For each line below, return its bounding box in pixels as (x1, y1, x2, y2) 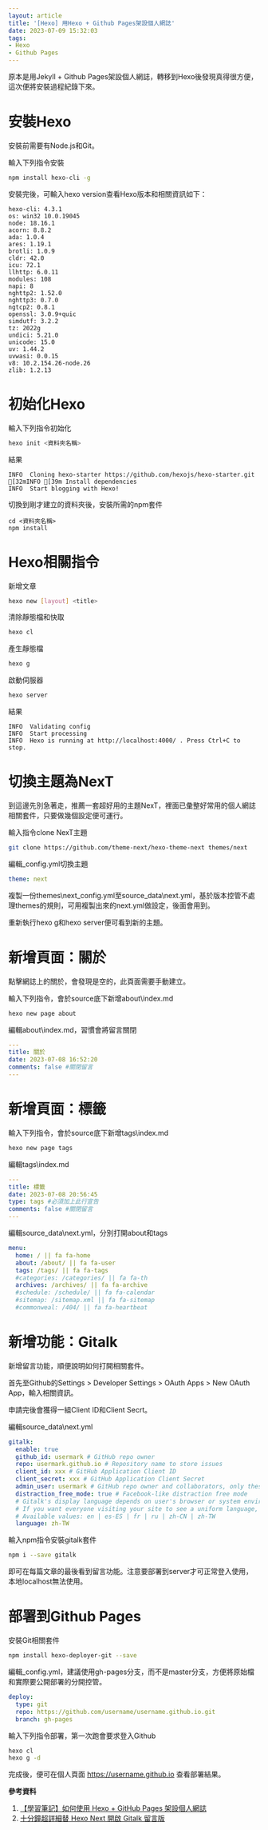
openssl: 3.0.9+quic (8, 310, 77, 318)
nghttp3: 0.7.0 (8, 296, 59, 304)
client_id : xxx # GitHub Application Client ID (15, 1468, 177, 1476)
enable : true (15, 1445, 59, 1453)
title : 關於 (8, 1049, 45, 1057)
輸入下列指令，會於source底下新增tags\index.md (8, 1128, 169, 1137)
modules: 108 (8, 275, 52, 283)
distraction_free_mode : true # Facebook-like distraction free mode (15, 1489, 248, 1498)
